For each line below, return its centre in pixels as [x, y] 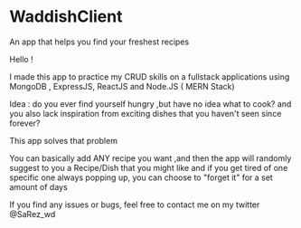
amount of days [38, 186]
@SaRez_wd [33, 214]
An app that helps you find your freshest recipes [99, 42]
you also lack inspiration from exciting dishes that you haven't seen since [146, 113]
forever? [25, 123]
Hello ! [21, 59]
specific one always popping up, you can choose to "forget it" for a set [141, 177]
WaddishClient [66, 17]
